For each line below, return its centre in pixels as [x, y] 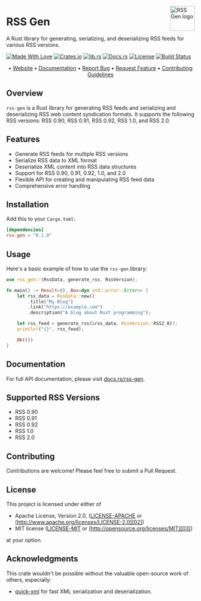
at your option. [24, 540]
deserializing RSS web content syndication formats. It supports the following [100, 114]
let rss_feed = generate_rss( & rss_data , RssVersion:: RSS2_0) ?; [98, 324]
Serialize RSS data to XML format [56, 160]
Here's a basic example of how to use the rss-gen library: [77, 268]
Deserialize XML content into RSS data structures [75, 166]
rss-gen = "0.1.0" [29, 236]
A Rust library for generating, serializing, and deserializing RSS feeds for [95, 38]
